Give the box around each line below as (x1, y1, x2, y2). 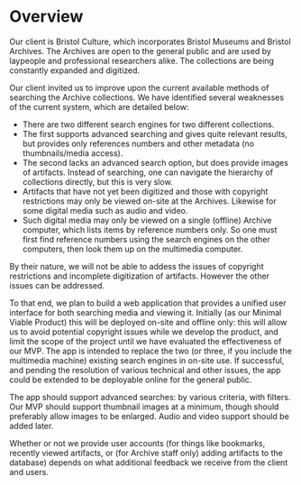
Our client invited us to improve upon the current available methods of (9, 82, 269, 93)
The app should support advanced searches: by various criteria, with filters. (9, 391, 291, 402)
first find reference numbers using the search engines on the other (22, 233, 270, 244)
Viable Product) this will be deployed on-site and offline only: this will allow (9, 316, 287, 327)
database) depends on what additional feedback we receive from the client (9, 457, 288, 468)
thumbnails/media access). (22, 147, 123, 159)
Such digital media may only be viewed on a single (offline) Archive (22, 215, 272, 225)
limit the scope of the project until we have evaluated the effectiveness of (9, 335, 282, 346)
